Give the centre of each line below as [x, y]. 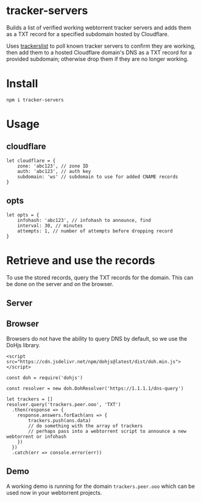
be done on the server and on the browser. [60, 284]
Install [22, 84]
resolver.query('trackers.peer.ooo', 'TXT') [64, 404]
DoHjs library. [23, 345]
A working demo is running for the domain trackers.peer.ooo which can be [100, 486]
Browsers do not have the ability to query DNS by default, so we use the [97, 338]
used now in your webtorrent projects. [54, 492]
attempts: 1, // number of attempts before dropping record [95, 231]
